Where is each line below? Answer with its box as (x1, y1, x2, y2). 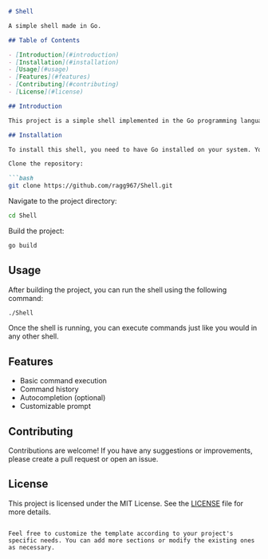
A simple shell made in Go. (8, 22, 102, 30)
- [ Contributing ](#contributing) (8, 81, 120, 89)
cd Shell (8, 212, 37, 220)
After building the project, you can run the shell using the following (8, 284, 227, 295)
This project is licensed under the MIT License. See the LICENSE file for (8, 498, 244, 508)
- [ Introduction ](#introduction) (8, 50, 120, 59)
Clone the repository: (8, 160, 84, 168)
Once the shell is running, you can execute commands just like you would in (8, 323, 258, 333)
